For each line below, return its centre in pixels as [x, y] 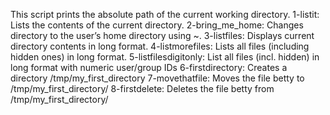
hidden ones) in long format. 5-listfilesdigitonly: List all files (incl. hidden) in [165, 57]
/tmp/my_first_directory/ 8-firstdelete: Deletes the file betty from [142, 88]
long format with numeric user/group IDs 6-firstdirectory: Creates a [149, 67]
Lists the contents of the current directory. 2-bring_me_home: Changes [157, 25]
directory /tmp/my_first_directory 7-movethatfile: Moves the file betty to [157, 78]
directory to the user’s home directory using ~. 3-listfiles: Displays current [162, 35]
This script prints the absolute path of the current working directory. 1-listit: [165, 14]
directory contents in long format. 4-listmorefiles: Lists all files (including [160, 46]
